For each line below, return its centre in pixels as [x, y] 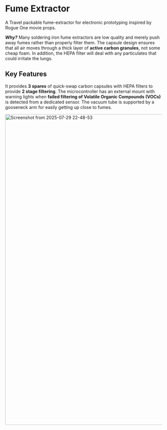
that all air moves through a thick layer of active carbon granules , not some [83, 48]
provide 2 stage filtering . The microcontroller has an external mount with [80, 91]
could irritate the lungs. [29, 58]
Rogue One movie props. [31, 27]
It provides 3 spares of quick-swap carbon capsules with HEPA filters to [79, 86]
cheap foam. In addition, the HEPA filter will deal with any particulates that [81, 53]
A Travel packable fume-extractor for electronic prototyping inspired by [78, 22]
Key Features [26, 74]
